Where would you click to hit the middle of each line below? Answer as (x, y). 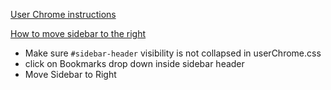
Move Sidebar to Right (70, 74)
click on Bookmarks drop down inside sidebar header (134, 63)
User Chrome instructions (63, 14)
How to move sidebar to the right (78, 33)
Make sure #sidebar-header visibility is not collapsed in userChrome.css (173, 53)
